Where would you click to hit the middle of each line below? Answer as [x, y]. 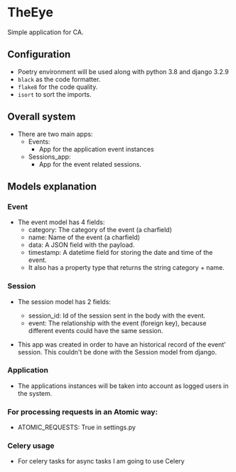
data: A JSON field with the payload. [81, 245]
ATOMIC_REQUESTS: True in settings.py [77, 427]
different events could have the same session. [96, 330]
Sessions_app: [49, 157]
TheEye [30, 12]
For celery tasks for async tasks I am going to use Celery [101, 461]
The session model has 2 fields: [64, 301]
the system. [35, 393]
